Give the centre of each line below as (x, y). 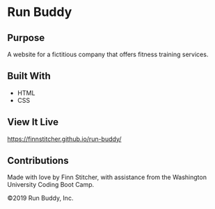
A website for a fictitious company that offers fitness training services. (108, 54)
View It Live (33, 122)
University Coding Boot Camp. (51, 185)
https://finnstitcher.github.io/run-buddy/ (64, 139)
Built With (29, 76)
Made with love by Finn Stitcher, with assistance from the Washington (107, 177)
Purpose (26, 38)
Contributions (38, 161)
